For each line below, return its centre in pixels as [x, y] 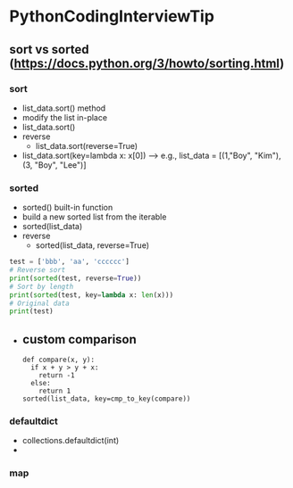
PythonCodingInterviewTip [112, 17]
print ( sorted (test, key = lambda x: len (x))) [92, 295]
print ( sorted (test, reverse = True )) [75, 278]
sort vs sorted [49, 50]
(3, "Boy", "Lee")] [54, 165]
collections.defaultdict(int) [71, 441]
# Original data [39, 303]
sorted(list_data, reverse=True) [92, 245]
